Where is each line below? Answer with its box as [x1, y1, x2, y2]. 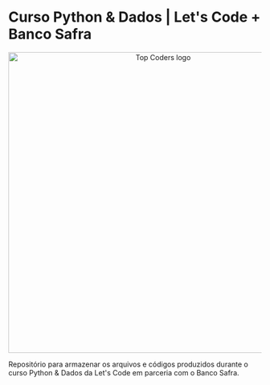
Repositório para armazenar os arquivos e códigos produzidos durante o [8, 359, 249, 369]
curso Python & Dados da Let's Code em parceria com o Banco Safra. [8, 367, 239, 377]
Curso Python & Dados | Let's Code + [8, 8, 261, 26]
